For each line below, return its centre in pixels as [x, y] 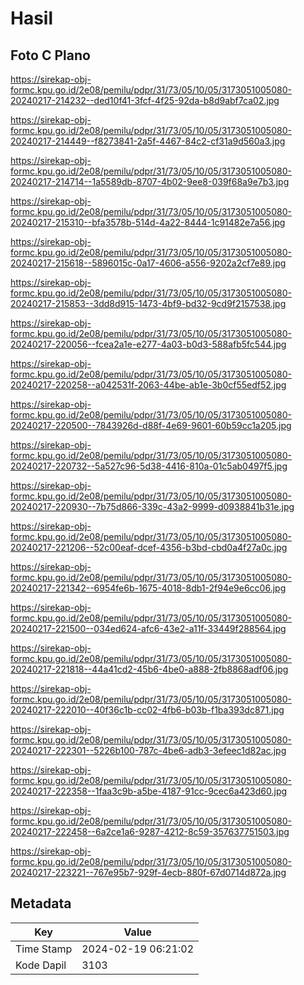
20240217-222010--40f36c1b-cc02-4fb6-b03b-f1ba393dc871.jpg [147, 710]
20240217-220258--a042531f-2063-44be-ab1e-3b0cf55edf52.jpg [148, 385]
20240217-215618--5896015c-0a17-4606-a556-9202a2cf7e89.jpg [148, 263]
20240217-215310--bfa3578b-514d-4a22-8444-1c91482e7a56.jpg [148, 222]
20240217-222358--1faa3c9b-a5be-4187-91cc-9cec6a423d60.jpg [149, 791]
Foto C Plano [50, 55]
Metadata [41, 903]
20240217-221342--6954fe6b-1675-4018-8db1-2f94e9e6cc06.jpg [148, 588]
